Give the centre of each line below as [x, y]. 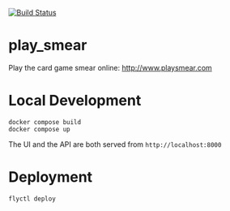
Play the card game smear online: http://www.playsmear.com [110, 67]
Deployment [51, 177]
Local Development [75, 101]
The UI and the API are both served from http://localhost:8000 [115, 144]
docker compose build [45, 122]
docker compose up [39, 129]
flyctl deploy [32, 199]
